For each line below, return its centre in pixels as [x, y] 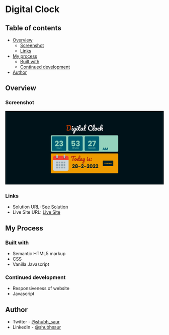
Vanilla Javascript [31, 264]
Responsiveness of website [41, 289]
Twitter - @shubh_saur [36, 322]
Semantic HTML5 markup [39, 253]
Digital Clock [32, 9]
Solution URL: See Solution [40, 207]
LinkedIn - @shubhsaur [37, 327]
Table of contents [33, 28]
